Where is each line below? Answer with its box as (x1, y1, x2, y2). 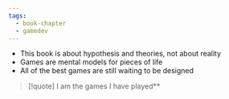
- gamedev (15, 27, 48, 35)
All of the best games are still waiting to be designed (19, 66, 194, 76)
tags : (8, 11, 27, 20)
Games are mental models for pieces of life (19, 57, 163, 67)
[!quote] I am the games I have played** (27, 81, 161, 91)
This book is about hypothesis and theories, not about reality (19, 49, 222, 59)
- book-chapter (15, 19, 67, 27)
